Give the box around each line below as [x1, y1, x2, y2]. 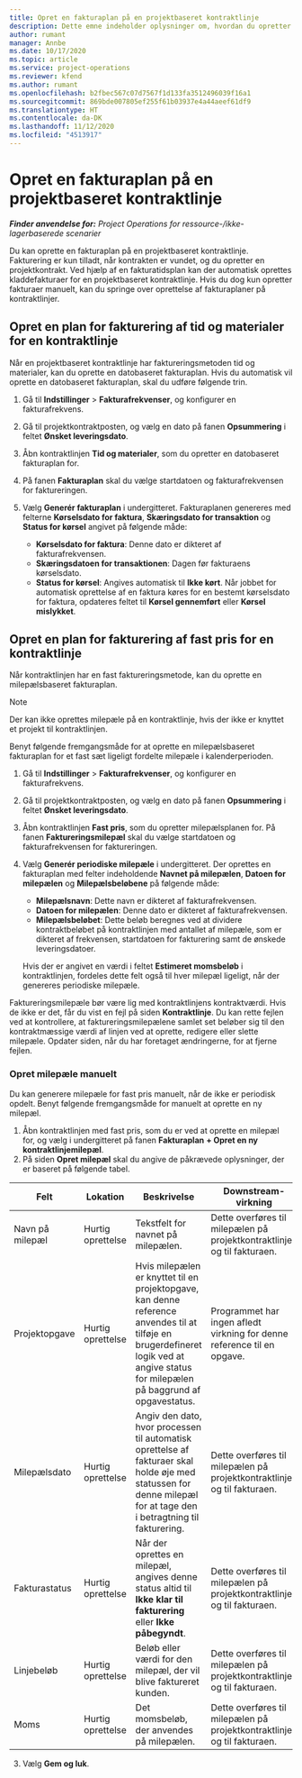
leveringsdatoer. [35, 944, 96, 954]
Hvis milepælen [135, 1259, 201, 1272]
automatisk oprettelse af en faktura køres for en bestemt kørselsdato [35, 587, 290, 597]
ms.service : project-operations [9, 64, 130, 73]
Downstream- [223, 1184, 286, 1197]
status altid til [135, 1582, 191, 1594]
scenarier [66, 227, 102, 239]
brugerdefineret [135, 1338, 202, 1351]
